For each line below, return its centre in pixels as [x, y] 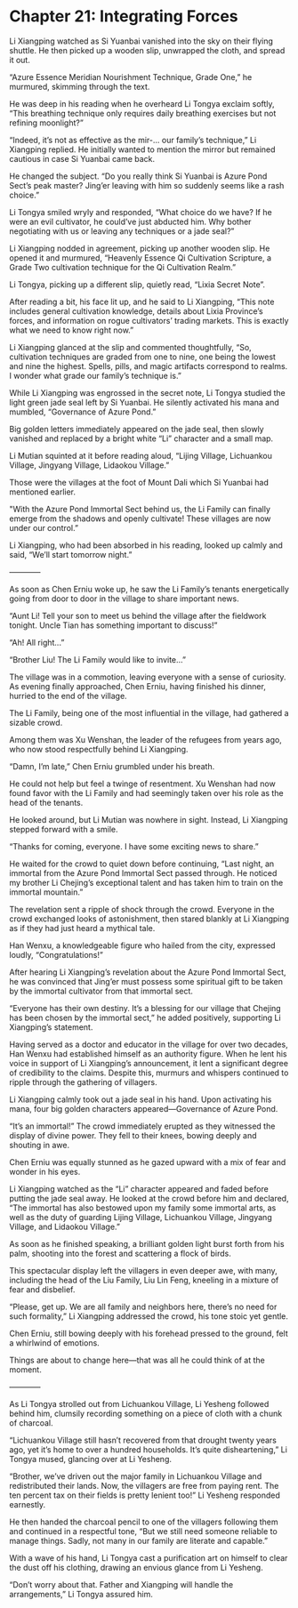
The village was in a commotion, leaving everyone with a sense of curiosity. [148, 677]
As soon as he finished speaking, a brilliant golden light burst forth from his [147, 1243]
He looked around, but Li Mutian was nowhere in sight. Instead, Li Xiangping [149, 819]
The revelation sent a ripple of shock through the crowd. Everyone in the [142, 909]
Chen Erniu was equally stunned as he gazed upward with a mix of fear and [148, 1162]
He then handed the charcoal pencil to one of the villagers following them [144, 1522]
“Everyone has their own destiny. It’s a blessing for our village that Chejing [145, 1008]
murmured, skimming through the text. [80, 86]
